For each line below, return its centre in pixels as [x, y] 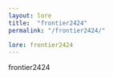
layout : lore [30, 16]
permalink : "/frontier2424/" [57, 30]
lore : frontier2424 [41, 45]
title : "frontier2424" [48, 23]
